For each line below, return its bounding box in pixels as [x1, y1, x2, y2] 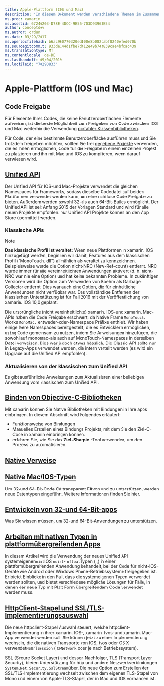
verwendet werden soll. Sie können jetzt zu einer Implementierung [14, 635, 148, 640]
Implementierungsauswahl [5, 611, 89, 620]
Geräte [5, 569, 19, 575]
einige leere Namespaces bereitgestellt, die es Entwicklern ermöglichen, [5, 324, 151, 331]
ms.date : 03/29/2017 [5, 35, 47, 40]
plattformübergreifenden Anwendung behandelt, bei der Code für [5, 563, 137, 569]
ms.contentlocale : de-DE [5, 52, 56, 58]
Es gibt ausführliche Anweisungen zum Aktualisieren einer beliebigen [5, 374, 144, 380]
